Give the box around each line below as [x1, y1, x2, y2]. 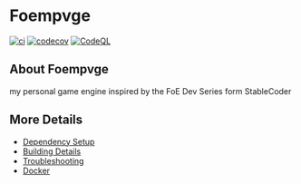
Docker [22, 165, 51, 176]
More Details [9, 112, 83, 128]
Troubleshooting [22, 155, 84, 166]
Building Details [22, 146, 82, 157]
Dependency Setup [22, 136, 95, 147]
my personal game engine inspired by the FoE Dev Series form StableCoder [9, 85, 292, 96]
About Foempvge [9, 62, 109, 77]
